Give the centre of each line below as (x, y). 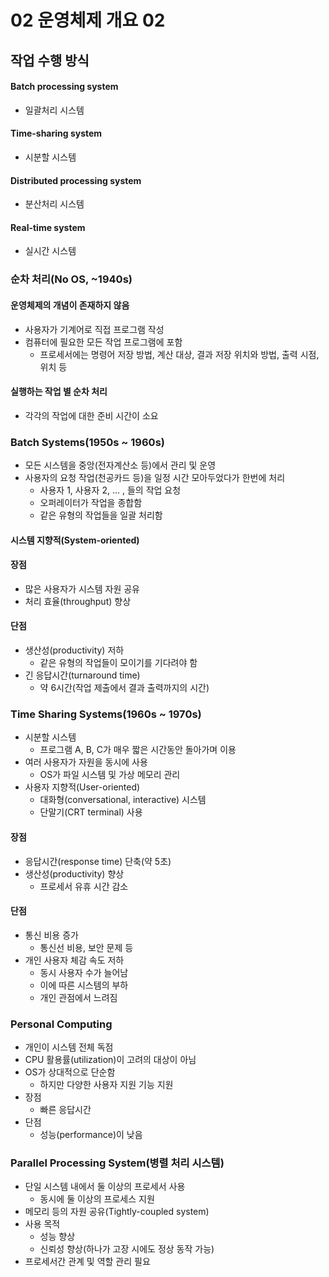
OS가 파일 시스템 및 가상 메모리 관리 (110, 775)
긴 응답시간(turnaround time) (82, 675)
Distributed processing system (76, 180)
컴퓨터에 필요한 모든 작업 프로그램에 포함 (103, 342)
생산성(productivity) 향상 (74, 873)
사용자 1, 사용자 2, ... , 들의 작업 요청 (110, 490)
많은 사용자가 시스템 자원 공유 (82, 588)
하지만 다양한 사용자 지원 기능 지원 (106, 1085)
